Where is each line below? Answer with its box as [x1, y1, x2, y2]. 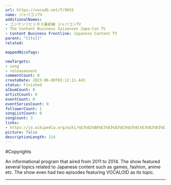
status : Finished [5, 82, 42, 88]
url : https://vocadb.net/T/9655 [5, 7, 74, 13]
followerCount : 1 [5, 106, 42, 111]
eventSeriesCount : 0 [5, 101, 49, 107]
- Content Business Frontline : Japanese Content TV [5, 31, 117, 36]
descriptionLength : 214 [5, 134, 56, 140]
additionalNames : [5, 17, 42, 22]
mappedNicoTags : [5, 49, 40, 55]
